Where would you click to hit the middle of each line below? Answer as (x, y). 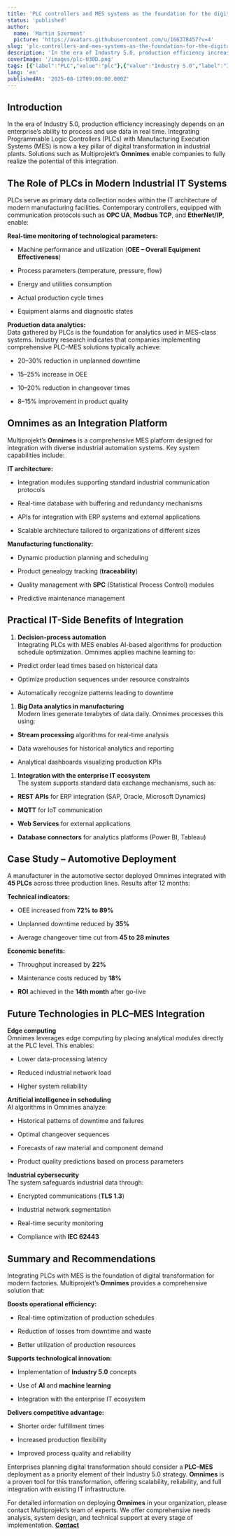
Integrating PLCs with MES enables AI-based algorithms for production (120, 644)
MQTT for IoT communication (60, 810)
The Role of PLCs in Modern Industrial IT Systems (117, 183)
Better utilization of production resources (77, 1345)
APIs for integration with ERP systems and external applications (109, 517)
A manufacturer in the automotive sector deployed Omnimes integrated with (117, 876)
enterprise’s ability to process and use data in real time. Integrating (103, 132)
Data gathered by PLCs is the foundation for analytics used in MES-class (112, 332)
